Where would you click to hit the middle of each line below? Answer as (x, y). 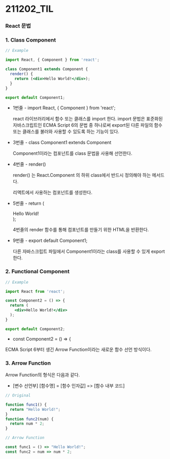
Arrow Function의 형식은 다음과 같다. (43, 375)
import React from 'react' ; (35, 291)
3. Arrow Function (28, 363)
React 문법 (18, 26)
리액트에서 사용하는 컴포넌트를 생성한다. (52, 192)
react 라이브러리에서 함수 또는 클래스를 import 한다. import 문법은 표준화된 (88, 119)
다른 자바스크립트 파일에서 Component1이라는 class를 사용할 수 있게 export (89, 251)
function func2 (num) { (29, 419)
